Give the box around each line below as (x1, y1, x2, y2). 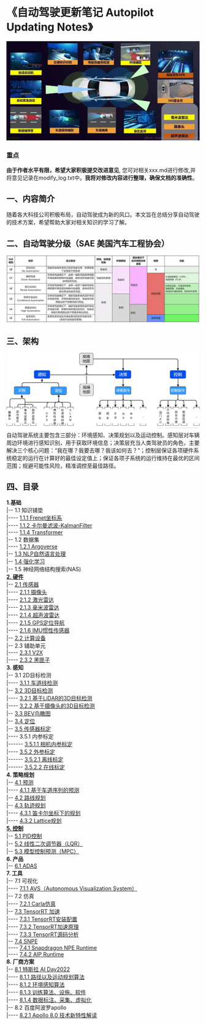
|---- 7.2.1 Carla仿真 (6, 900, 56, 907)
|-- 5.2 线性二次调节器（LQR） (6, 840, 83, 847)
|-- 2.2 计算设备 (6, 635, 46, 642)
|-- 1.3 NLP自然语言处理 (6, 550, 66, 558)
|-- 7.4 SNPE (6, 938, 38, 945)
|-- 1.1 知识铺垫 (6, 507, 44, 514)
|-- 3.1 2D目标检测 (6, 671, 51, 679)
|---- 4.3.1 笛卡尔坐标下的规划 (6, 809, 81, 817)
